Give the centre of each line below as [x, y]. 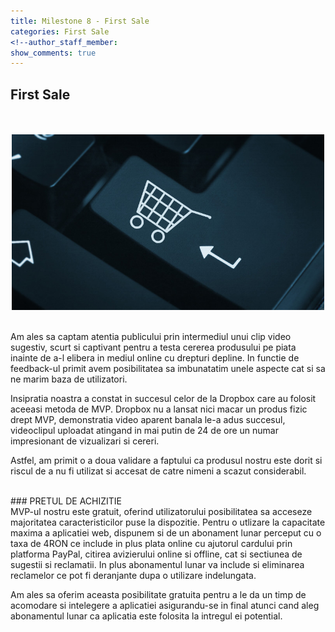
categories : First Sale [60, 31]
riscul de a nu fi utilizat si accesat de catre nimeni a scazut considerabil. [158, 471]
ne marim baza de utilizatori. [69, 379]
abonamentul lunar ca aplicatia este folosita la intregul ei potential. [146, 616]
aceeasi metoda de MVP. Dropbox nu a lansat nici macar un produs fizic [159, 409]
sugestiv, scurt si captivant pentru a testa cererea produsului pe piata [153, 347]
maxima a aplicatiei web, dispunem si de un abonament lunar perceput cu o [166, 533]
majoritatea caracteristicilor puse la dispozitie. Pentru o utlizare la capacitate [168, 522]
